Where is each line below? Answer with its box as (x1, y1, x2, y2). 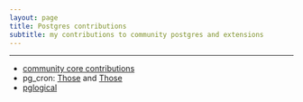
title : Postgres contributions (9, 22, 127, 31)
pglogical (22, 82, 58, 93)
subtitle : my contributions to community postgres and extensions (9, 30, 264, 39)
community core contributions (22, 63, 135, 74)
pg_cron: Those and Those (22, 73, 124, 84)
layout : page (9, 13, 59, 23)
